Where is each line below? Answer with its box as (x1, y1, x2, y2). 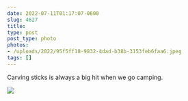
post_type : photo (7, 35, 57, 42)
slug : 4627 (7, 16, 38, 23)
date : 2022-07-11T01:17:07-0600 (7, 10, 99, 17)
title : (7, 23, 26, 29)
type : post (7, 29, 38, 36)
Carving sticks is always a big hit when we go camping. (7, 73, 163, 81)
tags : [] (7, 55, 32, 61)
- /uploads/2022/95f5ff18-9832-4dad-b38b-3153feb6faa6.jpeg (7, 48, 183, 55)
